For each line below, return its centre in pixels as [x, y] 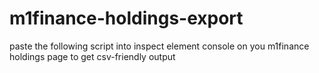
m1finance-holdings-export [126, 18]
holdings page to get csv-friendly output [92, 56]
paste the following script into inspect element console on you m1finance [159, 46]
